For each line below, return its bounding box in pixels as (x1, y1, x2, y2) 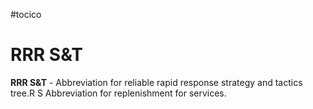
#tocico (10, 9, 42, 20)
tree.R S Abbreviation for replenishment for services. (10, 87, 227, 99)
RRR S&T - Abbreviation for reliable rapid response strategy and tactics (10, 76, 303, 88)
